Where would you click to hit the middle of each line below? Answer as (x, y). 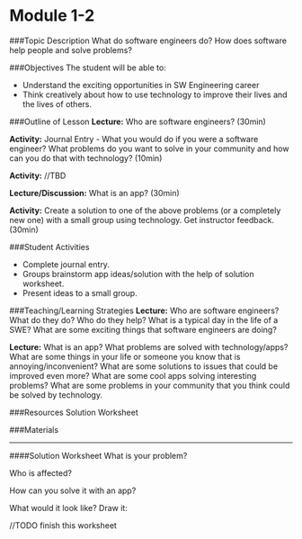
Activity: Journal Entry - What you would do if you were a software (134, 139)
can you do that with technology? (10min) (86, 157)
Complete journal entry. (66, 264)
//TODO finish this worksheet (63, 525)
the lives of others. (57, 103)
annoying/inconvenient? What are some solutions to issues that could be (144, 366)
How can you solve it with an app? (73, 490)
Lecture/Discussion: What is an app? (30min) (94, 193)
